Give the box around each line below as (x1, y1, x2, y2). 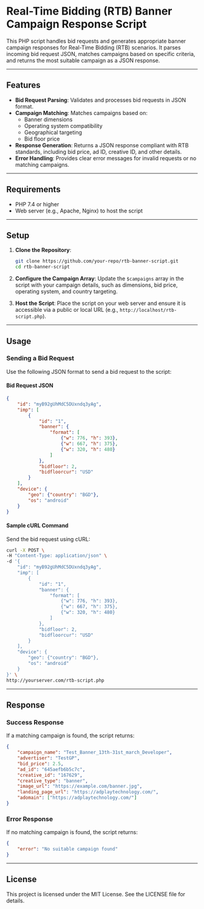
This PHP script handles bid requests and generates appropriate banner (6, 37, 186, 44)
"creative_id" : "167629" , (17, 772, 83, 778)
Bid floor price (24, 135, 60, 142)
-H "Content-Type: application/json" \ (6, 553, 107, 559)
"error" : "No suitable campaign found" (17, 846, 118, 852)
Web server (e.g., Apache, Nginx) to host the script (15, 207, 143, 214)
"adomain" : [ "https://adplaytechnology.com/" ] (17, 795, 137, 801)
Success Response (6, 718, 64, 726)
